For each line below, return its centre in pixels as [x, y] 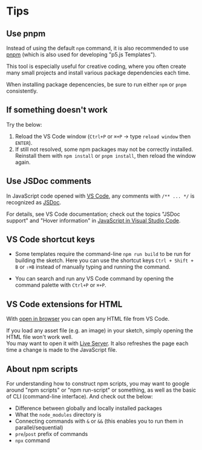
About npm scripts [42, 369]
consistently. [22, 91]
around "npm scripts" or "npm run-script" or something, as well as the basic [101, 390]
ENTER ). [24, 143]
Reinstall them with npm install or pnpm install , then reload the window [106, 155]
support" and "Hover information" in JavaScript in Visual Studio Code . [93, 220]
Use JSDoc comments [49, 181]
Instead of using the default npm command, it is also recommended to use [97, 48]
